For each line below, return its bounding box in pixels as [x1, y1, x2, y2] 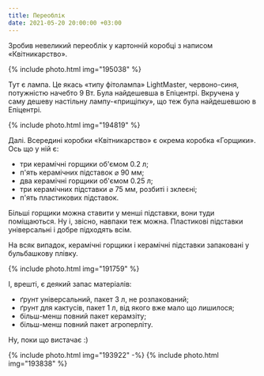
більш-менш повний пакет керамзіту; [19, 311, 147, 321]
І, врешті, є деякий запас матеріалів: [8, 279, 132, 288]
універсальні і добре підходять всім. [8, 224, 132, 234]
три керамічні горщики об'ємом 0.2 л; [19, 159, 149, 168]
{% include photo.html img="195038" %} [8, 64, 142, 73]
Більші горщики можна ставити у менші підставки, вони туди [8, 208, 215, 217]
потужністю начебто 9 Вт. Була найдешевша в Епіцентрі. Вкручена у [8, 88, 239, 97]
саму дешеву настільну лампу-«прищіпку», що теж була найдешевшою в [8, 96, 257, 106]
